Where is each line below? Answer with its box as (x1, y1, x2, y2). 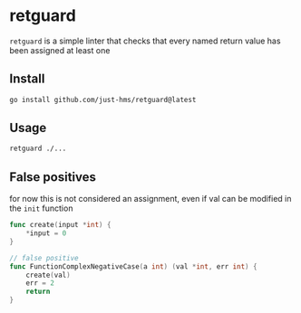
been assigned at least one (9, 44, 111, 55)
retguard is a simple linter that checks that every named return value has (9, 35, 281, 46)
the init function (9, 203, 73, 213)
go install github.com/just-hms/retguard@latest (9, 95, 197, 104)
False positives (9, 169, 97, 185)
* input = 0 (25, 229, 67, 238)
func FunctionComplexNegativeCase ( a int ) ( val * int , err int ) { (9, 261, 257, 271)
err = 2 (25, 279, 54, 288)
